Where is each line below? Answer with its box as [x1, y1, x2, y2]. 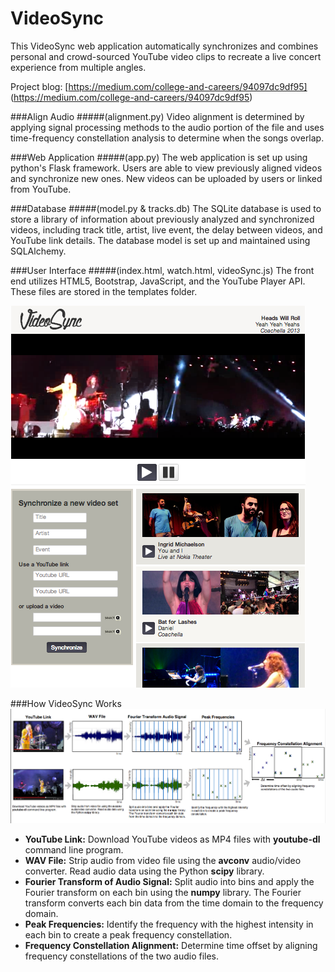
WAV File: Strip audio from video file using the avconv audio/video [24, 854, 302, 866]
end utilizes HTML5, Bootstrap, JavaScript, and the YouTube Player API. [10, 275, 306, 287]
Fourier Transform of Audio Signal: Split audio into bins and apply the [24, 875, 315, 887]
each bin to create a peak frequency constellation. [24, 928, 233, 941]
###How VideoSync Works [10, 697, 122, 709]
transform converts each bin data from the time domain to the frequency [24, 897, 324, 909]
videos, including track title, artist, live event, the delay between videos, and [10, 223, 323, 236]
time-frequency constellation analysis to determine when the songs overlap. [10, 132, 325, 144]
